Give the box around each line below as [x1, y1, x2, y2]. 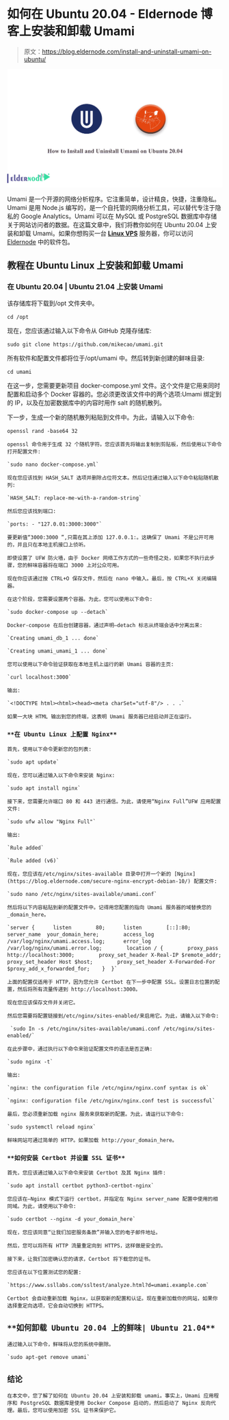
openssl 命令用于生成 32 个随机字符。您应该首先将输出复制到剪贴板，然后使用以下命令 [7, 440, 222, 448]
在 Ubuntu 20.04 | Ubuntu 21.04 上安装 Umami [7, 282, 163, 292]
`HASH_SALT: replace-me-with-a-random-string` [7, 495, 142, 501]
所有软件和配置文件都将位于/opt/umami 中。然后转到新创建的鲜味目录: [7, 354, 205, 362]
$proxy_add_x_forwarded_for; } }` [7, 965, 118, 973]
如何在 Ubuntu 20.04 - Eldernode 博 [7, 6, 213, 22]
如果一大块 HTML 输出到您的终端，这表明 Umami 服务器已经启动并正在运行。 [7, 713, 195, 720]
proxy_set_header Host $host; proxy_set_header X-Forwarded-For [7, 958, 215, 966]
